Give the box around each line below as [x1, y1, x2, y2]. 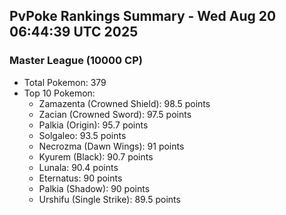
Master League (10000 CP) [9, 54, 143, 68]
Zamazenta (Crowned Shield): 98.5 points [38, 97, 211, 109]
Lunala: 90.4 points [38, 161, 119, 173]
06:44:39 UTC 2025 [9, 24, 139, 41]
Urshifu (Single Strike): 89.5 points [38, 193, 181, 205]
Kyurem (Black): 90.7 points [38, 150, 154, 163]
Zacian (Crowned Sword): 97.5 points [38, 108, 192, 120]
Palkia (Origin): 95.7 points [38, 119, 149, 131]
